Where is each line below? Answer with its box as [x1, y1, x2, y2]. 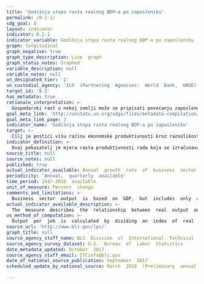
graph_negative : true [6, 49, 61, 55]
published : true [6, 162, 47, 168]
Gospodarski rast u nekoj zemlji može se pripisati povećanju [12, 105, 172, 111]
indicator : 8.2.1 [6, 32, 50, 38]
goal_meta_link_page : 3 [6, 116, 67, 122]
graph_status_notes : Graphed [6, 60, 80, 66]
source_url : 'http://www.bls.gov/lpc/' [6, 224, 107, 230]
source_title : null [6, 150, 56, 156]
